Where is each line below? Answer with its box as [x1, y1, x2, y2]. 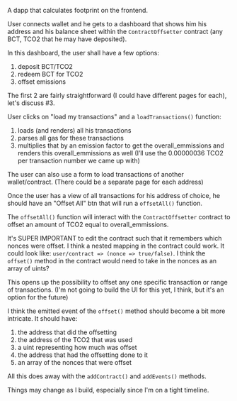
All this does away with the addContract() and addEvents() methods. [7, 372, 207, 380]
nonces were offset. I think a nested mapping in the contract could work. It [7, 241, 225, 250]
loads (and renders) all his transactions [17, 126, 132, 134]
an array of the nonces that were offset [17, 358, 132, 366]
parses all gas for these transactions [17, 134, 125, 142]
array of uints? [7, 264, 50, 273]
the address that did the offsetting [17, 328, 117, 336]
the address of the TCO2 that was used [17, 336, 133, 344]
